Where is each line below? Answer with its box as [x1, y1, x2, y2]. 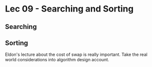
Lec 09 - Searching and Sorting [5, 3, 134, 14]
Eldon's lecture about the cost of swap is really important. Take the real [5, 52, 148, 57]
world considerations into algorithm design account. [5, 57, 109, 63]
